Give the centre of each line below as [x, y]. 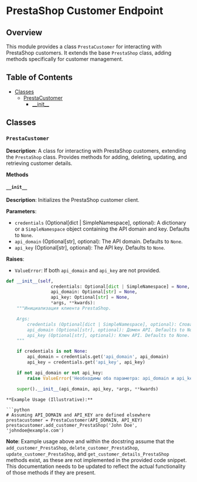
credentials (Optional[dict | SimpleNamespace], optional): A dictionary [100, 223]
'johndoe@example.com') [35, 430]
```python [18, 410]
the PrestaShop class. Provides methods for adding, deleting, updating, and [96, 157]
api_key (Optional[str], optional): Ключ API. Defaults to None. [109, 335]
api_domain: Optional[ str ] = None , [94, 292]
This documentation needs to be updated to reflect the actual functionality [96, 466]
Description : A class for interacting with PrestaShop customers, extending [96, 150]
